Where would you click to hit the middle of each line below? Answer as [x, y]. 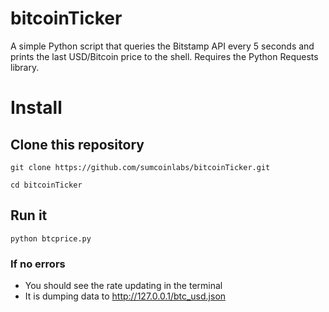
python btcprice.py [51, 238]
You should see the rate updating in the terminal [123, 286]
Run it [29, 215]
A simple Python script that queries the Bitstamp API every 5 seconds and [162, 46]
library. [25, 67]
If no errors [38, 264]
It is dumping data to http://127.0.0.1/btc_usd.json [125, 296]
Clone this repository [77, 144]
